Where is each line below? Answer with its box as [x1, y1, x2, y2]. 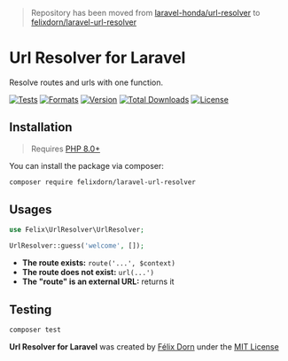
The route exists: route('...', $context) [21, 257, 175, 268]
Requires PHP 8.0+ [30, 143, 100, 154]
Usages [9, 203, 52, 218]
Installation [9, 119, 73, 135]
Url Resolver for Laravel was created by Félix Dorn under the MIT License [9, 341, 279, 352]
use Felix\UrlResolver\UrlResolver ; [9, 226, 144, 234]
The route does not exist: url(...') [21, 267, 155, 278]
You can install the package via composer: [9, 160, 164, 171]
